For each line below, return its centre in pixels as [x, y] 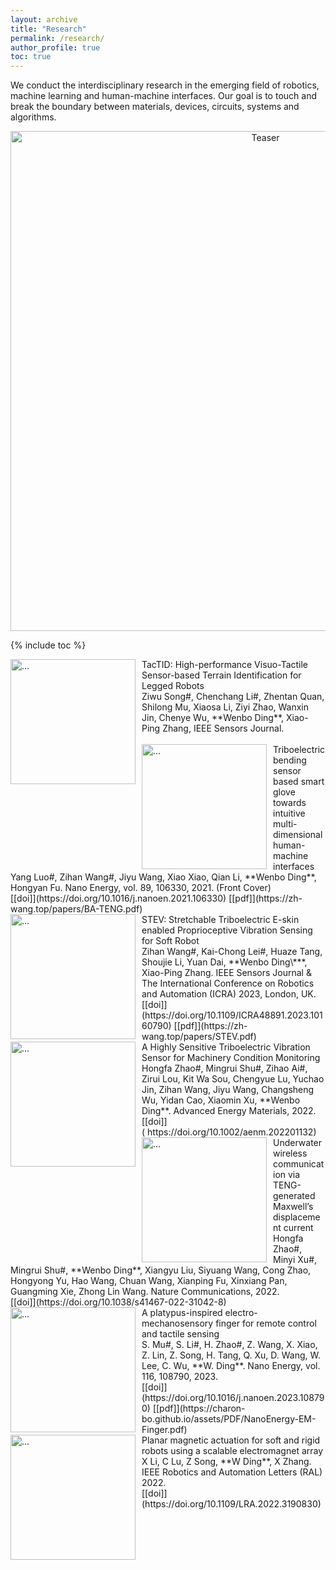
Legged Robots [173, 686]
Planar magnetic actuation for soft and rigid [231, 1440]
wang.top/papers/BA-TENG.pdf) [76, 909]
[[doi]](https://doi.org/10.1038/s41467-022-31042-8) [118, 1302]
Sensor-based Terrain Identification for [221, 675]
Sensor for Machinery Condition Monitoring [231, 1058]
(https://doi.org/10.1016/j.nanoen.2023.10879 [233, 1398]
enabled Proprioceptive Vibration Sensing [227, 930]
